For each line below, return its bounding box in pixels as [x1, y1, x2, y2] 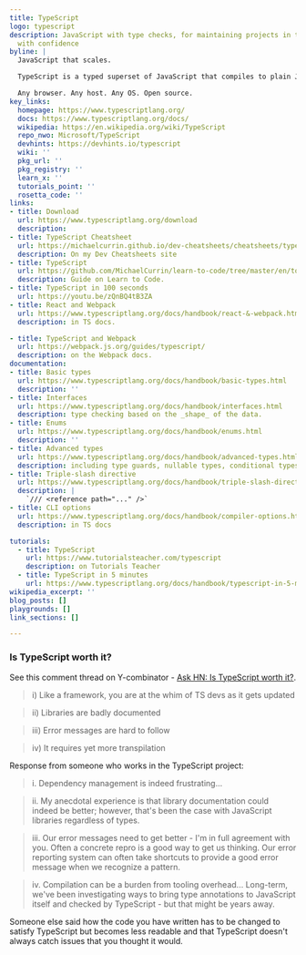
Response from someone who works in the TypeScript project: [9, 760, 244, 771]
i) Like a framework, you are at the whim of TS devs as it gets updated [31, 689, 296, 700]
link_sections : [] [9, 612, 79, 622]
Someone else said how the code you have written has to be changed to [9, 916, 280, 927]
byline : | [9, 47, 47, 56]
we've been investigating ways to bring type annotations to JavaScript [31, 888, 296, 899]
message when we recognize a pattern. [31, 861, 180, 872]
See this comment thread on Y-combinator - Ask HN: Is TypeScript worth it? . [9, 672, 297, 683]
